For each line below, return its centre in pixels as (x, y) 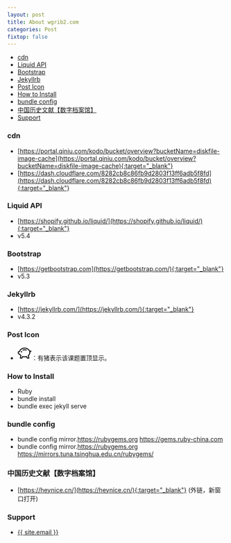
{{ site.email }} (38, 532)
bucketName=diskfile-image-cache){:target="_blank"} (95, 165)
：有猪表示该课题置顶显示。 (71, 357)
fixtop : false (28, 37)
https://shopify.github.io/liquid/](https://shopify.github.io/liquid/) (111, 221)
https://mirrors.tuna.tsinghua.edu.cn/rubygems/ (85, 454)
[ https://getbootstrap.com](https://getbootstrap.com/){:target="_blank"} (120, 269)
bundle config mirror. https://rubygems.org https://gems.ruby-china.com (120, 439)
